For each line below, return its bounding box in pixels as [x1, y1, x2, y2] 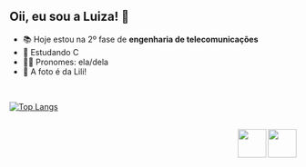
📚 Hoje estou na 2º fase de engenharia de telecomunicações [22, 34, 259, 44]
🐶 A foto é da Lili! [22, 65, 87, 77]
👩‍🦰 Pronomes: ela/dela [22, 56, 109, 67]
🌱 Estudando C [22, 46, 79, 57]
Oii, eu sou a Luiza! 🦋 [9, 9, 130, 25]
